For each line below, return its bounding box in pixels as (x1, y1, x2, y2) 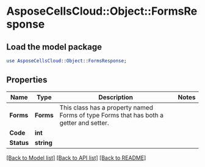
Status (9, 138, 29, 147)
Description (98, 93, 133, 102)
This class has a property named (59, 103, 154, 111)
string (34, 138, 53, 147)
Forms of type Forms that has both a (59, 111, 164, 119)
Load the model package (6, 42, 103, 52)
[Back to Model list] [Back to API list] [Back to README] (6, 154, 146, 161)
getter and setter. (59, 118, 109, 127)
